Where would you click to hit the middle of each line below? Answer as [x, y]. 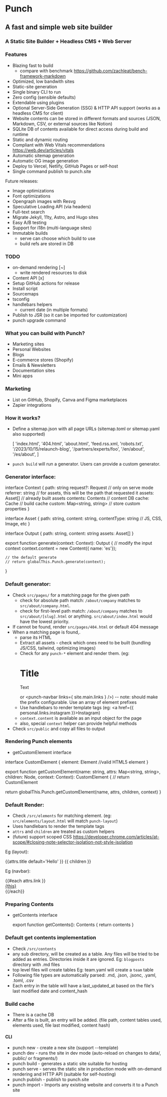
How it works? [23, 418]
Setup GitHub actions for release [46, 283]
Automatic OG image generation [45, 160]
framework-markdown [43, 76]
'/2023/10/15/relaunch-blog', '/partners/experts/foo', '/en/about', [79, 449]
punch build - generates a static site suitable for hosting [70, 1064]
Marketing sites [28, 344]
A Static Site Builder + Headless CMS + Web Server [68, 41]
